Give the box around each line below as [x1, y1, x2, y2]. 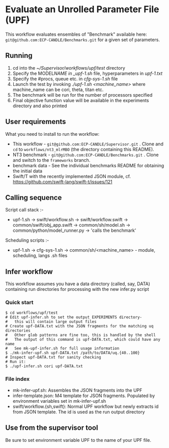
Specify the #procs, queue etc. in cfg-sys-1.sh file [12, 75, 118, 82]
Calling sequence [5, 193, 62, 202]
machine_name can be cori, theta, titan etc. [12, 86, 104, 93]
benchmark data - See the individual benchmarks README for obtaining [12, 162, 164, 168]
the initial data [12, 168, 42, 174]
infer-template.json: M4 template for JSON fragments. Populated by [12, 393, 155, 399]
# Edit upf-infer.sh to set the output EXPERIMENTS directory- [5, 315, 143, 320]
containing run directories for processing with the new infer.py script [5, 286, 149, 292]
